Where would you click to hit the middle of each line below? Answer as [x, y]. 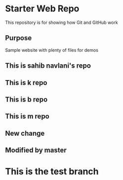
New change [25, 133]
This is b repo [26, 99]
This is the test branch [52, 172]
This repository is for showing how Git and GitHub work [61, 22]
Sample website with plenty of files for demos [52, 50]
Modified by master [36, 150]
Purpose [19, 38]
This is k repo [26, 83]
